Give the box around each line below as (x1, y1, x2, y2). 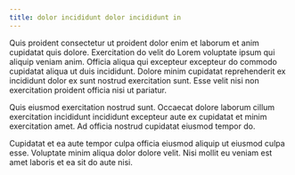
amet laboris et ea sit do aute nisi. (9, 156, 134, 167)
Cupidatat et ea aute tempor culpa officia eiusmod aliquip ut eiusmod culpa (9, 138, 285, 148)
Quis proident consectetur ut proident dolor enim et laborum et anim (9, 37, 260, 48)
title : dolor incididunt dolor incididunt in (9, 12, 181, 22)
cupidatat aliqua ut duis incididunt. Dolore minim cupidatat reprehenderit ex (9, 66, 286, 76)
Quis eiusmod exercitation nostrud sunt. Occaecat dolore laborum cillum (9, 101, 275, 112)
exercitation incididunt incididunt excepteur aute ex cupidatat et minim (9, 111, 267, 122)
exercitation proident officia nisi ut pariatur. (9, 84, 168, 95)
